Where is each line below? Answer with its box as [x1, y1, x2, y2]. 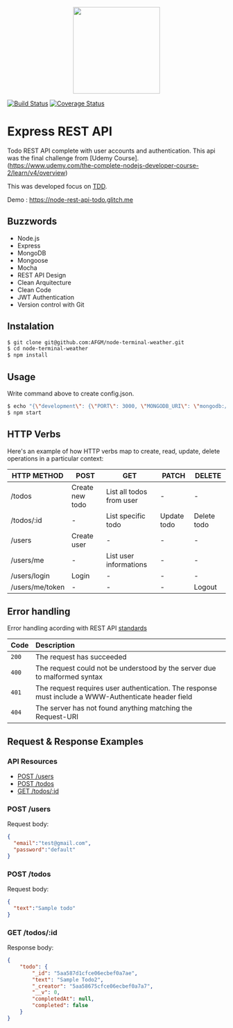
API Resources [7, 756, 58, 766]
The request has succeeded [35, 652, 127, 662]
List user [106, 551, 135, 560]
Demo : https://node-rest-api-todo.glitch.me [7, 195, 134, 204]
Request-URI [35, 712, 78, 721]
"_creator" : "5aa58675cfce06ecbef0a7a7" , [32, 982, 154, 990]
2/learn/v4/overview [7, 169, 66, 177]
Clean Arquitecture [17, 278, 71, 286]
